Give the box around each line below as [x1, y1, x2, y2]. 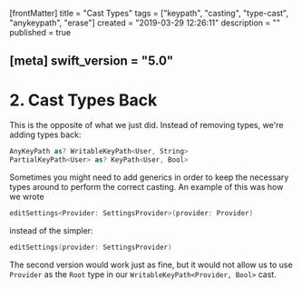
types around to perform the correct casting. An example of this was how [9, 182, 284, 193]
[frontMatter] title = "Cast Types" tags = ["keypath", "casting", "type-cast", [9, 8, 288, 18]
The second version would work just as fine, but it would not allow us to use [9, 259, 293, 270]
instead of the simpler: [9, 224, 93, 235]
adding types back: [9, 129, 82, 140]
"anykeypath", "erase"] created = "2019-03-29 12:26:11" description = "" [9, 17, 281, 28]
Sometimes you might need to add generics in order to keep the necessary [9, 172, 289, 183]
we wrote [9, 191, 44, 203]
